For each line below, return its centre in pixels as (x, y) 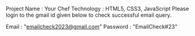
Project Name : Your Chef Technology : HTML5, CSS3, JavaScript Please (97, 9)
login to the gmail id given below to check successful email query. (89, 15)
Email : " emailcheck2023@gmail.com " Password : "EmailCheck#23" (92, 27)
